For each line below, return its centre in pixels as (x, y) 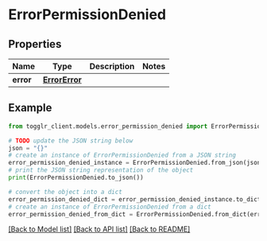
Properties (35, 44)
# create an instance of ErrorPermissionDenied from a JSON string (122, 155)
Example (30, 108)
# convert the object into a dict (66, 192)
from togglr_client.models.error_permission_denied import (108, 126)
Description (112, 66)
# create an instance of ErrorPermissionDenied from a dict (110, 207)
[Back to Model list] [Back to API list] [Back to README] (99, 229)
